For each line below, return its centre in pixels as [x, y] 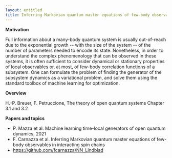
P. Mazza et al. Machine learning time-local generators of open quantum [89, 128]
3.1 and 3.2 [17, 108]
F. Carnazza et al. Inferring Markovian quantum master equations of [84, 139]
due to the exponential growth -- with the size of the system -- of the [78, 45]
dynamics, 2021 [29, 133]
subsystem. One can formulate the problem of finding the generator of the [84, 72]
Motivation [17, 29]
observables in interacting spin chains [65, 145]
